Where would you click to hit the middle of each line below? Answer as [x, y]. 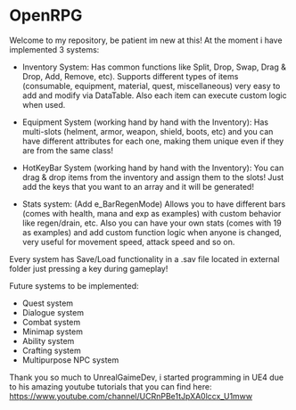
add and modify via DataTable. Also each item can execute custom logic [154, 95]
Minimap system [52, 332]
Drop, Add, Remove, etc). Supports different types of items [130, 76]
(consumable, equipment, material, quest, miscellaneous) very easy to [151, 86]
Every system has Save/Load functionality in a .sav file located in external [144, 258]
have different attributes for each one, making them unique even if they [153, 141]
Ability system [48, 340]
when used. [44, 104]
